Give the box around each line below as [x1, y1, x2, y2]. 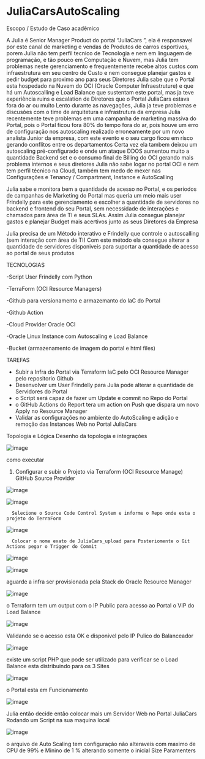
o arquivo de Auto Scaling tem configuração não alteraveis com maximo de [6, 740, 196, 747]
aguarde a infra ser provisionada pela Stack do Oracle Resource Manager [6, 578, 192, 585]
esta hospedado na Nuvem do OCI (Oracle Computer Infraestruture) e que [6, 82, 194, 90]
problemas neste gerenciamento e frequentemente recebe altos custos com [6, 63, 198, 70]
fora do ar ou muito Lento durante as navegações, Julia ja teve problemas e [6, 101, 197, 109]
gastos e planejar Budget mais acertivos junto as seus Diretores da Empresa [6, 218, 198, 225]
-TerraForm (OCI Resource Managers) [6, 285, 102, 292]
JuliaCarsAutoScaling [6, 4, 121, 18]
